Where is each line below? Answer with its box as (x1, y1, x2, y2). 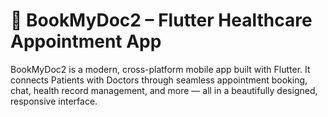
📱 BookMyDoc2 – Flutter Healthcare (10, 9, 313, 32)
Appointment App (10, 30, 162, 53)
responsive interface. (10, 95, 98, 107)
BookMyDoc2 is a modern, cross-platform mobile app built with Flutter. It (10, 63, 311, 75)
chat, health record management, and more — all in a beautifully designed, (10, 84, 318, 96)
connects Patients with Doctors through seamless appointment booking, (10, 74, 308, 86)
